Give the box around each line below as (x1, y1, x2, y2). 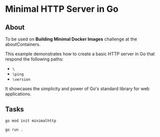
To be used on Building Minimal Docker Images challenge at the (5, 36, 137, 42)
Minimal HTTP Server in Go (5, 3, 119, 15)
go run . (5, 127, 23, 132)
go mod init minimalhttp (5, 118, 56, 123)
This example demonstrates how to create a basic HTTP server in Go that (5, 51, 155, 57)
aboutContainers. (5, 41, 41, 47)
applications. (5, 91, 31, 97)
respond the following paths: (5, 56, 63, 62)
